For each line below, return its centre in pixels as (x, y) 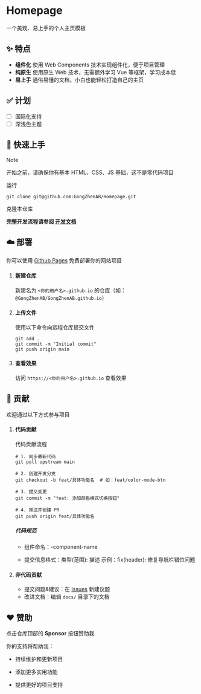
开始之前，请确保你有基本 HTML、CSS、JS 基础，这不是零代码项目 (90, 172)
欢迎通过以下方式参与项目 (38, 414)
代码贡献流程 (31, 444)
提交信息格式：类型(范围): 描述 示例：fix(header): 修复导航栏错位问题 (110, 559)
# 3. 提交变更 (31, 491)
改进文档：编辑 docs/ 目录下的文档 (67, 597)
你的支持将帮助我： (30, 646)
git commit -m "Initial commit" (56, 344)
